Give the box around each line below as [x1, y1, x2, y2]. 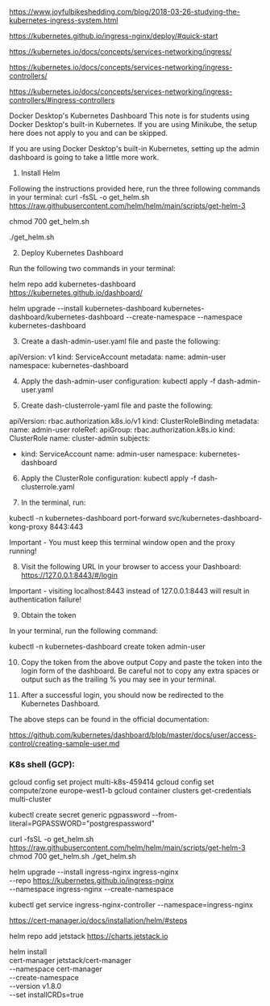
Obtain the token [20, 611, 77, 619]
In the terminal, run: [20, 497, 86, 507]
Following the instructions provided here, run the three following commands [9, 184, 261, 193]
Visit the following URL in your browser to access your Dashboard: [20, 562, 242, 571]
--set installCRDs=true [9, 990, 84, 1000]
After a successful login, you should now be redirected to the [20, 691, 224, 700]
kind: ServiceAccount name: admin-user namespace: [20, 449, 198, 459]
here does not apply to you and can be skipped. [9, 129, 168, 137]
